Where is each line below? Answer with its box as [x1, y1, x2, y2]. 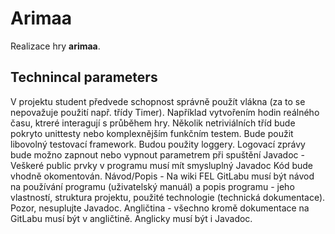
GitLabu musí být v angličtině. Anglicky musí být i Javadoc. [10, 212, 253, 224]
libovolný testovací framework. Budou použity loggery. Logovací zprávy [10, 138, 306, 150]
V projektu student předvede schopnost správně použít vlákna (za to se [10, 95, 306, 107]
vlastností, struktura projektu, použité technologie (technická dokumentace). [10, 191, 326, 203]
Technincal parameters [10, 69, 158, 86]
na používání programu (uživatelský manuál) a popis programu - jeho [10, 180, 295, 192]
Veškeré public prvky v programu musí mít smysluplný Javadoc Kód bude [10, 159, 313, 171]
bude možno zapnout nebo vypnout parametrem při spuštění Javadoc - [10, 148, 305, 161]
